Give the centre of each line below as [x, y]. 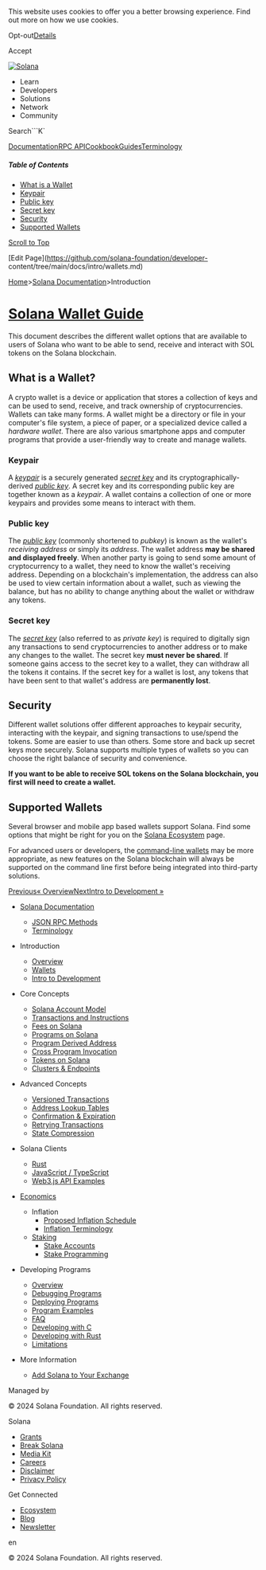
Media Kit [35, 1454]
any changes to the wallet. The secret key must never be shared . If [118, 655]
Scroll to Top [29, 242]
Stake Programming [76, 1255]
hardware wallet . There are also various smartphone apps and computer [127, 431]
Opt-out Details [33, 35]
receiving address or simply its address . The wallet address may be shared [132, 550]
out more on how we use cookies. [64, 20]
